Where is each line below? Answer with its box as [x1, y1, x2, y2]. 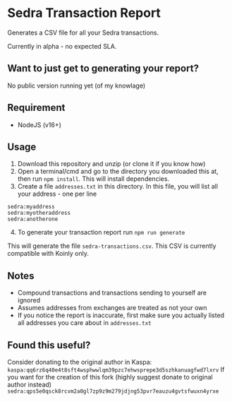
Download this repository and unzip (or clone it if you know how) [17, 160, 206, 168]
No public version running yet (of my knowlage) [7, 81, 146, 90]
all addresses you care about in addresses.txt [17, 319, 152, 327]
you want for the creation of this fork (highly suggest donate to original [7, 373, 213, 381]
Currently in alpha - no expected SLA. [7, 42, 117, 50]
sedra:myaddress [7, 203, 55, 211]
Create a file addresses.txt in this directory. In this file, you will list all [17, 182, 219, 191]
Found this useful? [7, 339, 91, 351]
